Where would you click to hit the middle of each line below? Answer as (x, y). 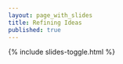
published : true (34, 30)
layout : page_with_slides (50, 15)
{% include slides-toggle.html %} (62, 52)
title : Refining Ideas (45, 23)
